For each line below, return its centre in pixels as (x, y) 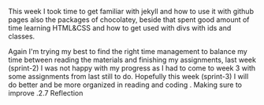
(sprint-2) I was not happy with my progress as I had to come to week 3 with (132, 68)
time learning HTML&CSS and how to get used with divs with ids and (120, 28)
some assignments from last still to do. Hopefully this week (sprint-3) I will (128, 76)
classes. (22, 36)
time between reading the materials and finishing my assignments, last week (132, 60)
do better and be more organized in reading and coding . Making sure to (125, 85)
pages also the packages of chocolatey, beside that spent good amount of (129, 20)
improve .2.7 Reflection (46, 93)
